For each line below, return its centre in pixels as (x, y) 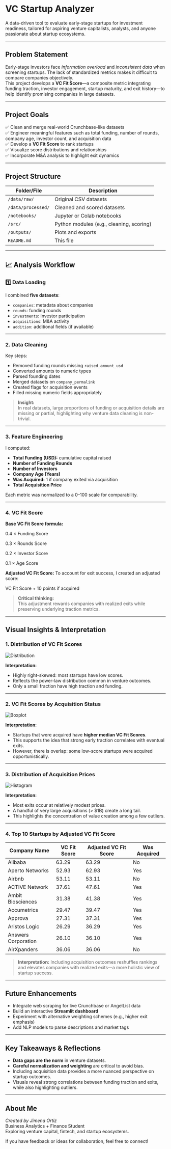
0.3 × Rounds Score (26, 543)
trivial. (24, 419)
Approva (18, 918)
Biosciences (22, 901)
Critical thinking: (36, 598)
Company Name (30, 850)
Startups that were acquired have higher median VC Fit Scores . (79, 734)
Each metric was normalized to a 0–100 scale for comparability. (72, 495)
